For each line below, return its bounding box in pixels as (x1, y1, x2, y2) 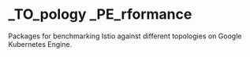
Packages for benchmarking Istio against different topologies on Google (8, 31, 242, 41)
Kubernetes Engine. (8, 39, 73, 48)
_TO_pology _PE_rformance (8, 5, 192, 23)
